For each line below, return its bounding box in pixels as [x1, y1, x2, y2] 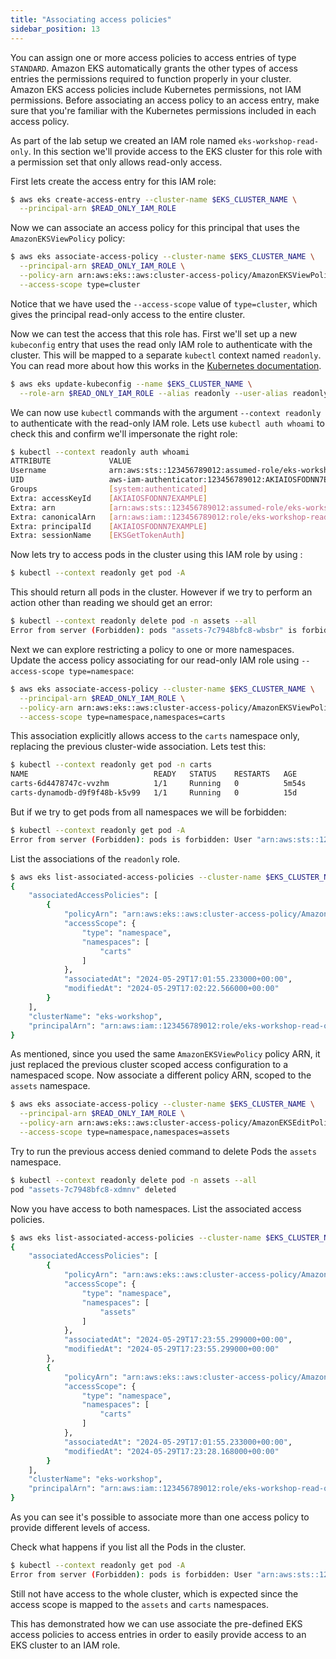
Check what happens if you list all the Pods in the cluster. [10, 1541, 247, 1553]
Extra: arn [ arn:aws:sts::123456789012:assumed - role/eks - [10, 502, 307, 513]
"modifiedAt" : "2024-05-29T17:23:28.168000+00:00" [63, 1446, 280, 1456]
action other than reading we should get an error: [10, 597, 213, 609]
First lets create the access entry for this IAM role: [10, 175, 217, 187]
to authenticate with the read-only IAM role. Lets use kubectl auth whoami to [10, 417, 325, 429]
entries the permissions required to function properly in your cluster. [10, 72, 292, 85]
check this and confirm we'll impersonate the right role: [10, 427, 238, 440]
